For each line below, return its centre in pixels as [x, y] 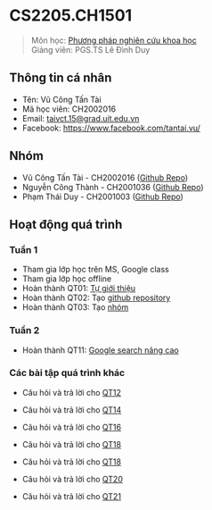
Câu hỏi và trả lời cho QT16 [72, 427]
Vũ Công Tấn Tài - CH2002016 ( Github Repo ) [105, 177]
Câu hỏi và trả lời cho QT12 [72, 392]
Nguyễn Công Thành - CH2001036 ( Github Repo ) [113, 187]
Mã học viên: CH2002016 [69, 109]
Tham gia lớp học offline [67, 279]
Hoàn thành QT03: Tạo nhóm [75, 307]
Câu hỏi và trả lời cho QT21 [72, 496]
